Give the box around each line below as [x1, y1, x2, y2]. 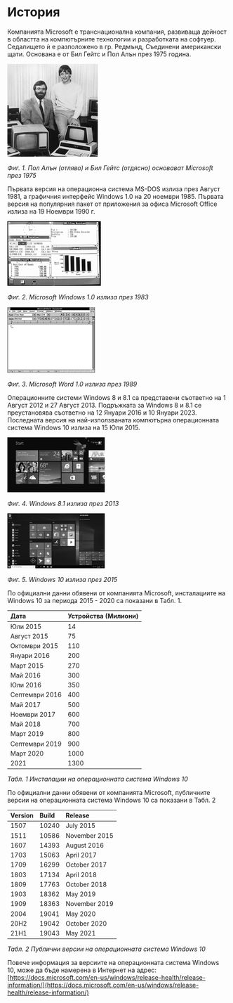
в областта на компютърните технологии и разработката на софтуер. [7, 34, 216, 43]
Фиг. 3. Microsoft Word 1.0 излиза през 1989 [7, 380, 138, 388]
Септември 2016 [10, 690, 62, 699]
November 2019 [65, 900, 114, 908]
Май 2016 [10, 671, 41, 679]
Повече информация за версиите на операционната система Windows [7, 958, 220, 966]
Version [10, 811, 34, 820]
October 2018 [65, 880, 107, 888]
